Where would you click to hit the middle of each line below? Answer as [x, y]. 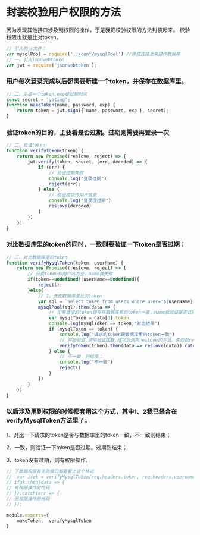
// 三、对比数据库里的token [37, 257]
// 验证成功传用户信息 [73, 195]
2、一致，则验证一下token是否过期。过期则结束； [67, 447]
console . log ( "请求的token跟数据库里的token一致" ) [117, 334]
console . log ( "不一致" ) [86, 362]
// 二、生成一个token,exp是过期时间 [47, 94]
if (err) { [51, 167]
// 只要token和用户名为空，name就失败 [70, 274]
